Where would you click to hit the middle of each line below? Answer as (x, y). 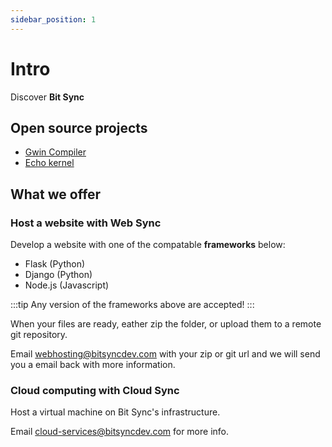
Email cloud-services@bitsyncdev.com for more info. (120, 432)
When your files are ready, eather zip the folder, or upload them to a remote (166, 324)
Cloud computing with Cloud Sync (95, 390)
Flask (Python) (55, 264)
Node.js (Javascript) (67, 285)
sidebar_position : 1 (53, 19)
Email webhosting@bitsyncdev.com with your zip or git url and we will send (165, 354)
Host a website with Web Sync (86, 223)
